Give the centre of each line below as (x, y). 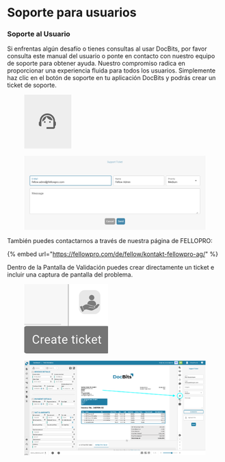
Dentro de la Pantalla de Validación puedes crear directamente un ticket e (111, 268)
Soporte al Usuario (39, 34)
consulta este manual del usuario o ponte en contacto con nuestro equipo (111, 56)
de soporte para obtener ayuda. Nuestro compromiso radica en (96, 64)
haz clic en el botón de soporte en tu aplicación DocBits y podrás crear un (111, 78)
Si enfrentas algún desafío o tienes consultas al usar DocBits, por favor (107, 49)
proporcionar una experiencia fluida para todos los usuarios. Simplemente (111, 70)
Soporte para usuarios (72, 13)
